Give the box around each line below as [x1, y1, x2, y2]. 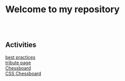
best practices [5, 54, 36, 60]
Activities [5, 41, 37, 49]
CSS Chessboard [5, 70, 42, 76]
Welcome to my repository [5, 4, 120, 15]
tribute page [5, 60, 32, 66]
